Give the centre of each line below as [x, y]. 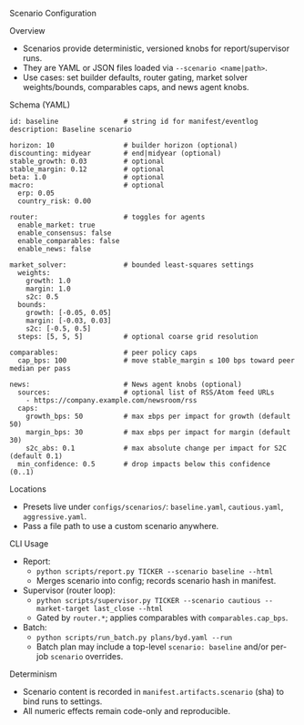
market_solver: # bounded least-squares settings [132, 265]
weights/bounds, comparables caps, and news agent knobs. [136, 87]
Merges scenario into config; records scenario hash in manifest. [156, 581]
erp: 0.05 [36, 193]
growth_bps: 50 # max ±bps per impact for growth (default [158, 416]
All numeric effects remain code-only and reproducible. [127, 711]
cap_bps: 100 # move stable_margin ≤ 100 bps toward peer [157, 361]
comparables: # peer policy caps [103, 352]
